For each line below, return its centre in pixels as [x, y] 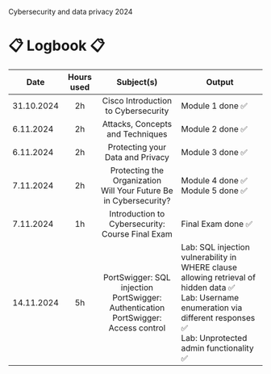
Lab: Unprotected [214, 338]
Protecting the [137, 170]
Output [220, 82]
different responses [218, 317]
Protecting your [137, 147]
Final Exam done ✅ [217, 224]
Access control [137, 328]
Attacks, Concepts [137, 124]
